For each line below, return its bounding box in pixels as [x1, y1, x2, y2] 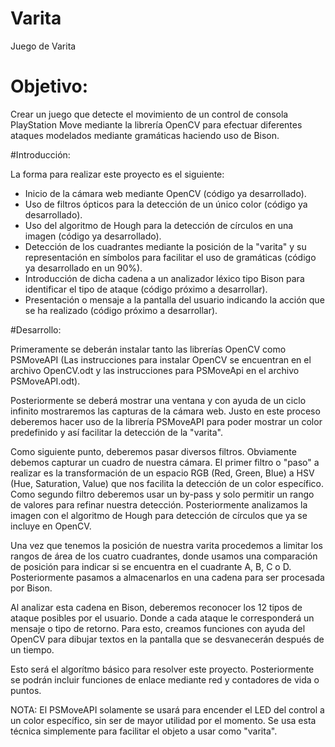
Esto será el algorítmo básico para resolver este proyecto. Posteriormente [10, 663, 315, 675]
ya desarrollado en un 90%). [24, 262, 143, 274]
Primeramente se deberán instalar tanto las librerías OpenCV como [10, 343, 287, 355]
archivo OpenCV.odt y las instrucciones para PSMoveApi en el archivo [10, 364, 300, 376]
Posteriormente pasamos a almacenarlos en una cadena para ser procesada [10, 571, 325, 583]
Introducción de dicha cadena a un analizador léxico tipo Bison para [24, 272, 305, 284]
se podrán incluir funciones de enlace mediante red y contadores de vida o [10, 673, 320, 686]
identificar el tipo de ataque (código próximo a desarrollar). [24, 283, 268, 295]
